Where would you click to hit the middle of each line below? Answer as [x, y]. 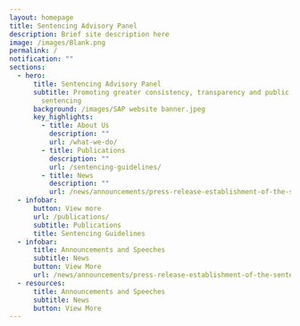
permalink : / [33, 51]
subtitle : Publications [77, 225]
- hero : [32, 76]
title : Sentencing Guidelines [89, 233]
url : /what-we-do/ [83, 142]
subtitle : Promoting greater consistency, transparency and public [161, 92]
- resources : [42, 283]
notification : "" [42, 59]
